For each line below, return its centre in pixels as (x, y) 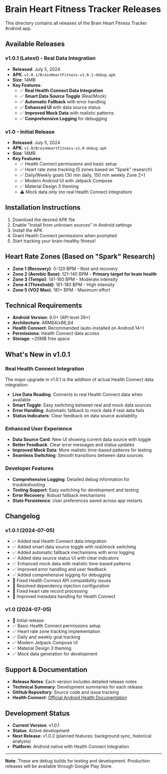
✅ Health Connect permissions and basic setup (68, 164)
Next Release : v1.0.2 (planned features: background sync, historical (82, 736)
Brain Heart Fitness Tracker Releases (83, 9)
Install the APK (27, 230)
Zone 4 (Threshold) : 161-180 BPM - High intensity (64, 284)
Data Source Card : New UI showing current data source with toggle (82, 439)
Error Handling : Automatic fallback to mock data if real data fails (78, 410)
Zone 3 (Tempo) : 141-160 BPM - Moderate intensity (65, 279)
